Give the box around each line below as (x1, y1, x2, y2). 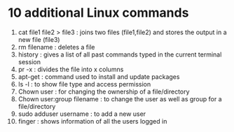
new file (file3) (18, 35, 60, 43)
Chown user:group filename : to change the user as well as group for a (18, 94, 223, 103)
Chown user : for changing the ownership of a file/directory (18, 87, 190, 96)
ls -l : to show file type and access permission (18, 80, 151, 88)
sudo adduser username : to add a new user (18, 110, 146, 118)
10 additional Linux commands (8, 5, 189, 21)
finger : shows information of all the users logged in (18, 117, 167, 125)
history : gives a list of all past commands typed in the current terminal (18, 50, 222, 59)
